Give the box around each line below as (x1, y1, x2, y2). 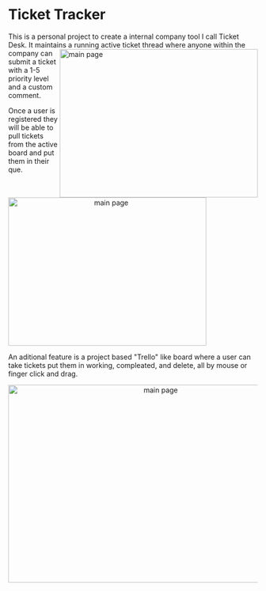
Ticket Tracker (8, 6, 106, 24)
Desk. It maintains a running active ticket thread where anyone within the (8, 40, 245, 49)
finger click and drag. (8, 369, 78, 378)
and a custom (8, 81, 53, 92)
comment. (8, 90, 41, 100)
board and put (8, 148, 55, 157)
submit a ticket (8, 57, 57, 66)
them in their (8, 156, 50, 165)
